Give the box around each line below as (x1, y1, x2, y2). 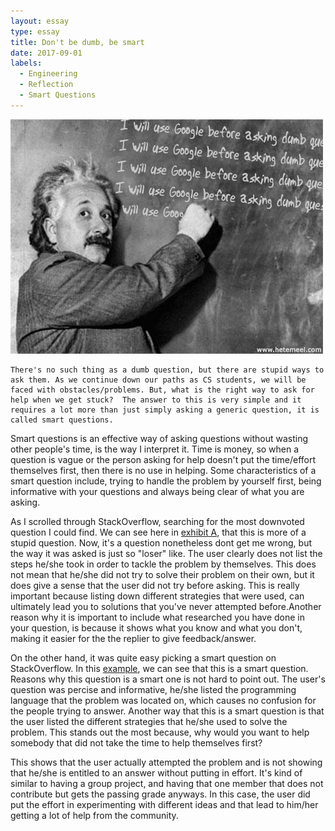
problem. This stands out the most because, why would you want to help (10, 726, 310, 738)
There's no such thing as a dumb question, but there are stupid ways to (10, 365, 325, 375)
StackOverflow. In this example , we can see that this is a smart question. (10, 662, 309, 674)
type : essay (10, 26, 60, 37)
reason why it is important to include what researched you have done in (10, 611, 306, 623)
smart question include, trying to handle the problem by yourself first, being (10, 475, 322, 487)
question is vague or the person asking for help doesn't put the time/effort (10, 453, 317, 465)
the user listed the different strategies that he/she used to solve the (10, 715, 288, 727)
